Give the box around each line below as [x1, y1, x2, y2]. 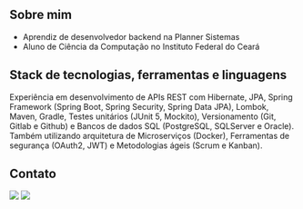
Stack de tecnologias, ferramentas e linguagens [9, 67, 288, 83]
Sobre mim [9, 7, 73, 23]
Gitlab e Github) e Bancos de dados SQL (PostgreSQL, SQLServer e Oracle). [9, 120, 294, 131]
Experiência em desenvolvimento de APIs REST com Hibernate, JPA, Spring [9, 91, 293, 103]
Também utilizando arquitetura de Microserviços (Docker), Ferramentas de [9, 130, 289, 141]
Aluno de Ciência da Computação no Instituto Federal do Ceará [22, 41, 260, 52]
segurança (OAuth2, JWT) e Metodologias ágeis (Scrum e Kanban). [9, 140, 263, 151]
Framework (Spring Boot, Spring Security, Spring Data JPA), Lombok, [9, 101, 269, 112]
